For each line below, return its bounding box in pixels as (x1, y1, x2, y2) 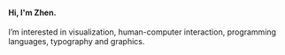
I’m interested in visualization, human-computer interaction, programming (8, 27, 276, 37)
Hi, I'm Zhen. (8, 7, 57, 18)
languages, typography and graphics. (8, 36, 145, 47)
